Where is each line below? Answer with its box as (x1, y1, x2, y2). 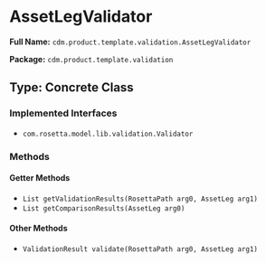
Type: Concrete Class (9, 80, 134, 96)
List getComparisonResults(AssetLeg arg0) (22, 203, 185, 213)
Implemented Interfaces (9, 107, 118, 119)
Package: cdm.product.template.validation (9, 53, 174, 64)
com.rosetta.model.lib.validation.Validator (22, 129, 194, 138)
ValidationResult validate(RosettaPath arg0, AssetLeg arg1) (22, 244, 259, 254)
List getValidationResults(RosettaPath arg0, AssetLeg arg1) (22, 194, 259, 203)
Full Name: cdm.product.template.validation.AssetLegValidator (9, 36, 252, 47)
